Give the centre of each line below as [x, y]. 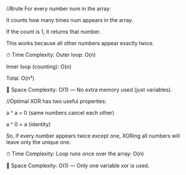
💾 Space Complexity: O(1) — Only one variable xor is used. [78, 165]
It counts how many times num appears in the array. [70, 20]
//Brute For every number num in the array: [59, 9]
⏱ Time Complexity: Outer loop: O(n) [51, 55]
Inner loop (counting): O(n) [39, 67]
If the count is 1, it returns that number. [53, 32]
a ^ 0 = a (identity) [29, 124]
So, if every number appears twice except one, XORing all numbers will [93, 136]
